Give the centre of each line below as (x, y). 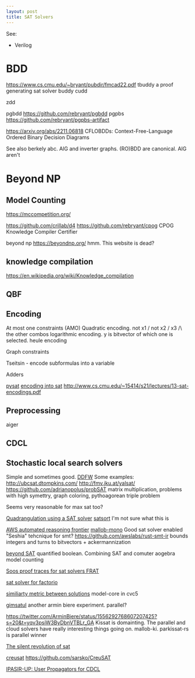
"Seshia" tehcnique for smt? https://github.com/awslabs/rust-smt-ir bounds (97, 536)
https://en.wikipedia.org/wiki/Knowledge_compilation (70, 276)
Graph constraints (28, 352)
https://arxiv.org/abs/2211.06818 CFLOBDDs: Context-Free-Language (90, 131)
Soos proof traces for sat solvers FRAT (53, 571)
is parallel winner (27, 635)
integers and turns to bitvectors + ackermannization (69, 542)
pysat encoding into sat (34, 386)
